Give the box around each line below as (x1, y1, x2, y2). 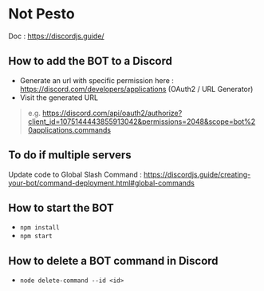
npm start (19, 233, 53, 241)
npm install (19, 224, 60, 232)
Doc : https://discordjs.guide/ (8, 31, 105, 41)
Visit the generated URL (19, 93, 98, 102)
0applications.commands (27, 125, 112, 134)
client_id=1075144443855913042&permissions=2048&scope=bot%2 (27, 117, 256, 126)
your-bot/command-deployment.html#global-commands (8, 177, 195, 188)
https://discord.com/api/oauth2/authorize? (42, 108, 183, 118)
